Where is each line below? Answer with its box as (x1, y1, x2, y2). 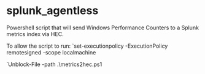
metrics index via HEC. (6, 30, 64, 37)
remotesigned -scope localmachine (6, 48, 96, 56)
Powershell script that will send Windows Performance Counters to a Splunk (6, 24, 199, 31)
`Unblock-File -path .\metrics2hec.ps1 (6, 61, 102, 68)
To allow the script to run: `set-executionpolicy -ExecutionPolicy (6, 42, 168, 50)
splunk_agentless (6, 4, 99, 18)
